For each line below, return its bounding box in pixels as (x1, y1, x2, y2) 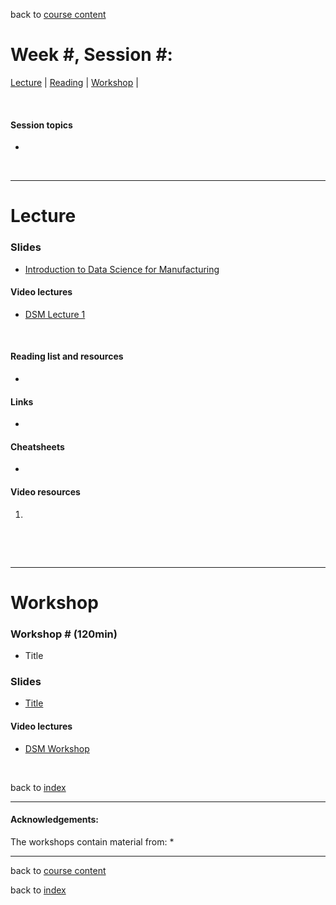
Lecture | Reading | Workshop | (10, 76, 139, 88)
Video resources (10, 486, 81, 498)
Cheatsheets (10, 440, 65, 453)
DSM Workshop (24, 742, 90, 754)
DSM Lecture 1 (24, 308, 86, 320)
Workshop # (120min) (10, 627, 118, 641)
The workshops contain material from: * (10, 835, 175, 848)
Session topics (10, 119, 73, 131)
